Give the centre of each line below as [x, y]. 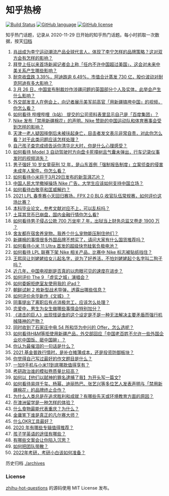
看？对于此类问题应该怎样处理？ [46, 139]
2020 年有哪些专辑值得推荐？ [43, 427]
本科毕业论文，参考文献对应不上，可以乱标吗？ [61, 208]
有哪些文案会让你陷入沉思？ [42, 440]
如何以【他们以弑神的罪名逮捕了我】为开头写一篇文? [67, 377]
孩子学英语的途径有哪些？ [39, 433]
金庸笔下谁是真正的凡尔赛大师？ [46, 415]
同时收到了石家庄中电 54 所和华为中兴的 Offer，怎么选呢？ [73, 327]
